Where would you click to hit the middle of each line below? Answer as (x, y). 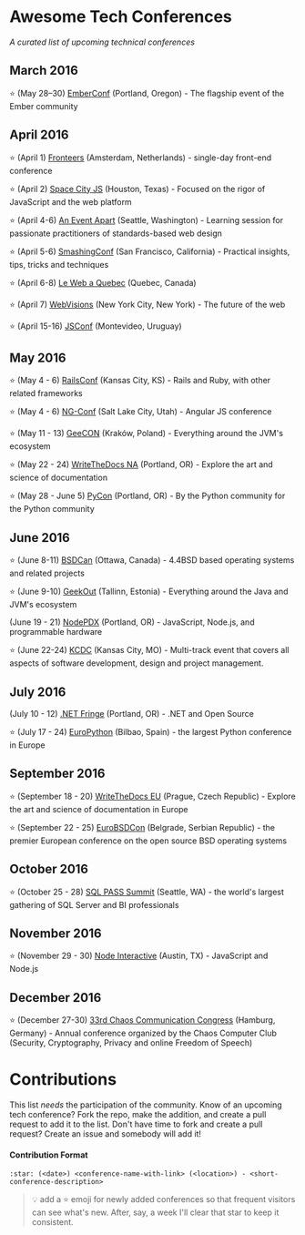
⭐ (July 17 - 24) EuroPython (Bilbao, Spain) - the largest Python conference (151, 732)
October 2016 (49, 869)
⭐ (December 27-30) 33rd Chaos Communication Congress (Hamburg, (142, 1020)
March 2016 (44, 71)
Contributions (63, 1080)
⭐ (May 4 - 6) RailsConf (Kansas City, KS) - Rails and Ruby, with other (140, 381)
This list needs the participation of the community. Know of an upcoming (146, 1105)
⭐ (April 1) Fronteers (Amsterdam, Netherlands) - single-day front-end (141, 158)
